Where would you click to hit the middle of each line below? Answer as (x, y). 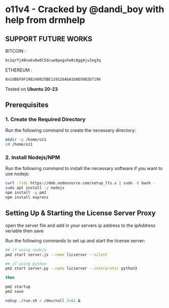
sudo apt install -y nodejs (35, 188)
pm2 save (14, 292)
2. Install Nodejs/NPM (33, 157)
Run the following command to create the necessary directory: (71, 130)
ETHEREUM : (19, 70)
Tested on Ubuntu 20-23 (32, 89)
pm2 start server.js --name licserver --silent (57, 255)
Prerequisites (27, 105)
